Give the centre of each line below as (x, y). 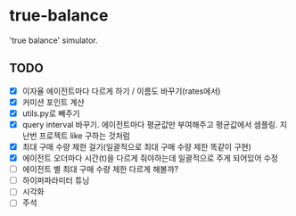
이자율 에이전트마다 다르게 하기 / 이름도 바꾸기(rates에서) (121, 91)
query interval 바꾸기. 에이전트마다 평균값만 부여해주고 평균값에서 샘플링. (150, 124)
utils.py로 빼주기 (51, 113)
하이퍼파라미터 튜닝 (56, 180)
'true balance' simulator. (53, 40)
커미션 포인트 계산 (53, 102)
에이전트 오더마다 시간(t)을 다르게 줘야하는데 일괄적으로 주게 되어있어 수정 (150, 158)
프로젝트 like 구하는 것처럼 (85, 136)
